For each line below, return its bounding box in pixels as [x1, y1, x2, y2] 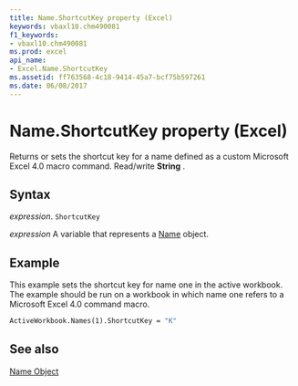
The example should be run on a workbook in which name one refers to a [9, 289, 284, 300]
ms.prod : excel [9, 47, 67, 57]
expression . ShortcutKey [9, 211, 100, 222]
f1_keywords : [9, 30, 59, 39]
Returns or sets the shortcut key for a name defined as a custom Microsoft [9, 151, 289, 162]
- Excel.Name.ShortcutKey [9, 65, 108, 74]
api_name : [9, 56, 47, 65]
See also [9, 341, 59, 357]
